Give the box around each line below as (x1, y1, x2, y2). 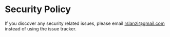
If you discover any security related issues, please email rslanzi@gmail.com (5, 20, 165, 26)
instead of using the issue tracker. (5, 25, 77, 31)
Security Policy (5, 4, 71, 15)
